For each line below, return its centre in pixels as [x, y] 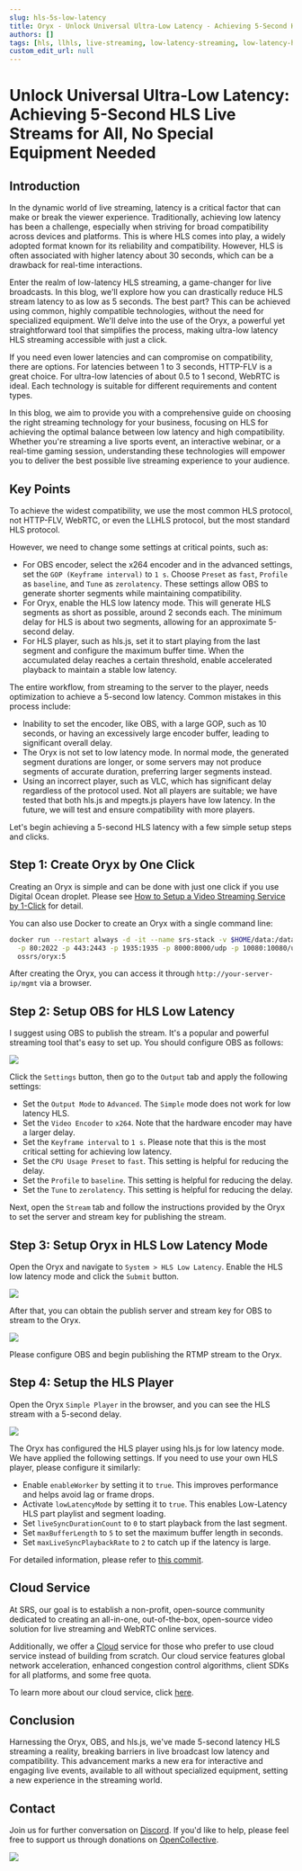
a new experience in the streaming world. [86, 1780]
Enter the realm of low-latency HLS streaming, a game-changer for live [141, 282]
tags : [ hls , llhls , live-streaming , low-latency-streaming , [124, 43]
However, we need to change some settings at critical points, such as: [139, 547]
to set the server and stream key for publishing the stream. [118, 1217]
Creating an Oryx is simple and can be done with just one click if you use [144, 886]
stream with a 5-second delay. [66, 1414]
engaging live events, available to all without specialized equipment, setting [149, 1771]
